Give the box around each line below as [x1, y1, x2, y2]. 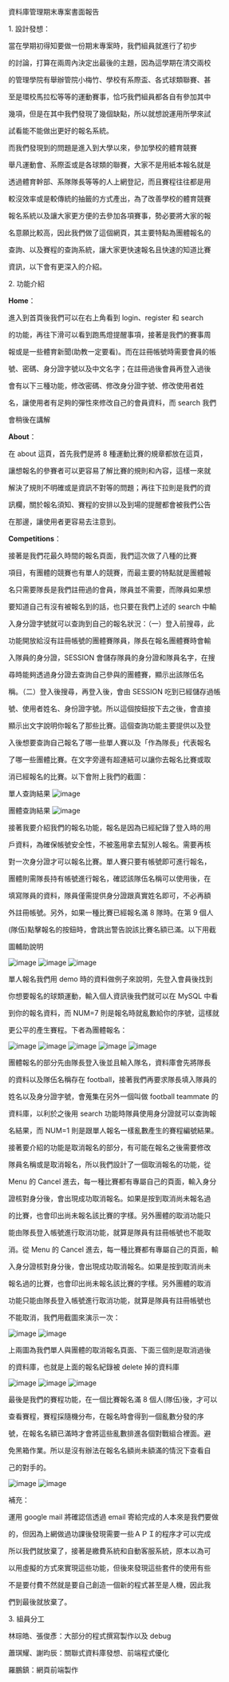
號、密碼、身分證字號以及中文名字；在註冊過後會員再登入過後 [8, 364, 211, 374]
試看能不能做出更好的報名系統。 [8, 126, 113, 135]
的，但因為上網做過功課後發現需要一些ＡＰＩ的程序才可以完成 [8, 1529, 211, 1538]
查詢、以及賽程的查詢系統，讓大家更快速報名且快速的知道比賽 [8, 245, 211, 254]
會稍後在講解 [8, 415, 50, 424]
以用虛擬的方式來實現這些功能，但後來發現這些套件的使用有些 [8, 1563, 211, 1572]
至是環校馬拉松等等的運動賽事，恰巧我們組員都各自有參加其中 [8, 92, 211, 102]
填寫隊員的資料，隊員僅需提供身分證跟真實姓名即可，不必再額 [8, 891, 211, 900]
